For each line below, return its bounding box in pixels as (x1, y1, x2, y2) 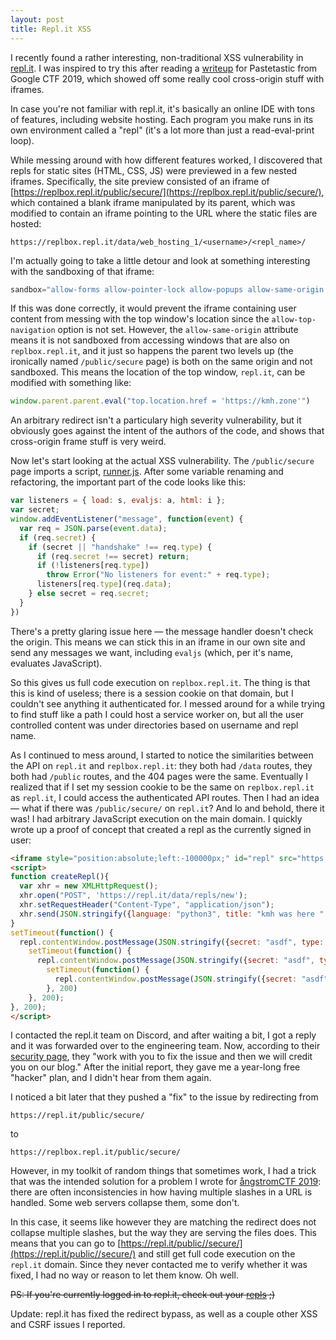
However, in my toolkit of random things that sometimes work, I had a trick (10, 1165, 317, 1177)
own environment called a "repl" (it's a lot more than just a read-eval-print (10, 124, 315, 136)
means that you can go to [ (10, 1237, 122, 1250)
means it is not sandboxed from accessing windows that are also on (10, 334, 290, 346)
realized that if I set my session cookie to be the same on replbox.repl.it (10, 781, 315, 793)
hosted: (10, 217, 42, 230)
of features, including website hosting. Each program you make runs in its (10, 113, 314, 125)
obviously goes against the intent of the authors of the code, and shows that (10, 425, 325, 437)
